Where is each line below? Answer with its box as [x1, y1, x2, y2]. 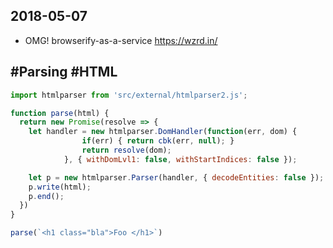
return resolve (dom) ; [81, 145, 172, 155]
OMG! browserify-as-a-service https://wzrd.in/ [24, 34, 218, 46]
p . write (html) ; [28, 182, 92, 192]
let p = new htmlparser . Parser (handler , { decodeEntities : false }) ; [28, 172, 325, 183]
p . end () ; [28, 191, 65, 201]
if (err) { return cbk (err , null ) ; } [81, 136, 235, 146]
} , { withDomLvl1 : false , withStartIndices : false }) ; [63, 154, 298, 164]
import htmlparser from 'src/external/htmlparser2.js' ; [10, 90, 248, 100]
